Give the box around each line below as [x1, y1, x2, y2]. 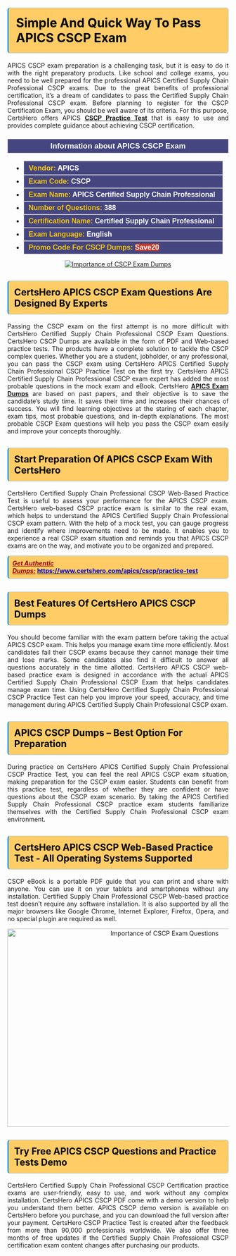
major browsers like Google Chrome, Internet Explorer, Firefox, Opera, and [7, 906, 229, 916]
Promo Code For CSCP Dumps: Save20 [28, 243, 159, 252]
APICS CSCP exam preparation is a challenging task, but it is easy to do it [7, 61, 229, 70]
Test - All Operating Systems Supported [13, 852, 193, 864]
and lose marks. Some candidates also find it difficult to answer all [7, 655, 229, 664]
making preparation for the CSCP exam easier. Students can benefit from [7, 777, 229, 786]
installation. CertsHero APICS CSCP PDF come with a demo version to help [7, 1195, 229, 1205]
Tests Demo [13, 1156, 68, 1168]
